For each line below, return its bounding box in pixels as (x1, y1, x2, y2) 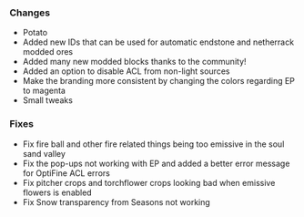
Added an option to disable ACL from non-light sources (22, 66, 230, 77)
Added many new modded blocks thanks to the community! (22, 57, 248, 67)
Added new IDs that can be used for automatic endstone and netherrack (22, 36, 294, 47)
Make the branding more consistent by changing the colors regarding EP (22, 76, 296, 87)
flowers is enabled (22, 187, 93, 198)
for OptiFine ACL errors (22, 167, 111, 179)
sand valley (22, 148, 66, 159)
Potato (22, 27, 48, 38)
